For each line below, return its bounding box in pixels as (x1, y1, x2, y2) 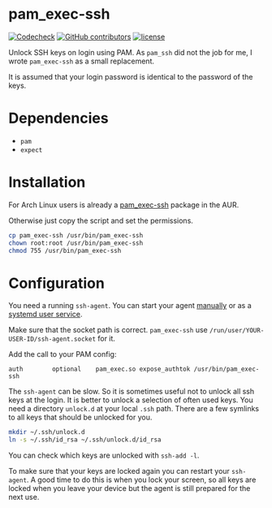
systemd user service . (8, 310, 83, 319)
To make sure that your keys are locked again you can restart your (8, 467, 230, 476)
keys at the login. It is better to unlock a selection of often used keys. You (8, 395, 253, 405)
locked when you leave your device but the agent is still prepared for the (8, 484, 251, 493)
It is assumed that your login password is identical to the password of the (8, 72, 253, 81)
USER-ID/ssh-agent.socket (8, 335, 96, 344)
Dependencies (8, 109, 109, 128)
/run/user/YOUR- (209, 327, 265, 335)
